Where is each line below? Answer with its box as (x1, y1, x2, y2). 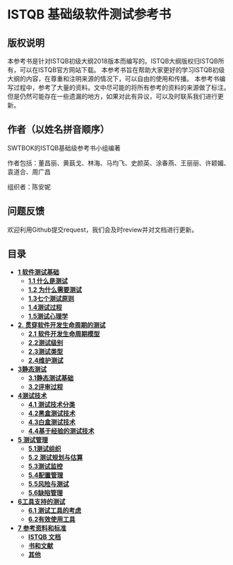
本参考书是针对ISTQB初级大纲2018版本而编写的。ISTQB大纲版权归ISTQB (7, 57, 219, 65)
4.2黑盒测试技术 (28, 409, 76, 417)
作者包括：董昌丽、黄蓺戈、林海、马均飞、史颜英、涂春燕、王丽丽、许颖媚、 (7, 158, 230, 167)
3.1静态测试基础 (28, 374, 74, 382)
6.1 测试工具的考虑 (28, 506, 82, 515)
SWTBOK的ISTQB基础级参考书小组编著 (7, 143, 121, 152)
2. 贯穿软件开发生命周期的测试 (17, 321, 106, 329)
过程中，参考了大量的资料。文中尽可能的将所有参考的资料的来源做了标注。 (13, 83, 230, 92)
